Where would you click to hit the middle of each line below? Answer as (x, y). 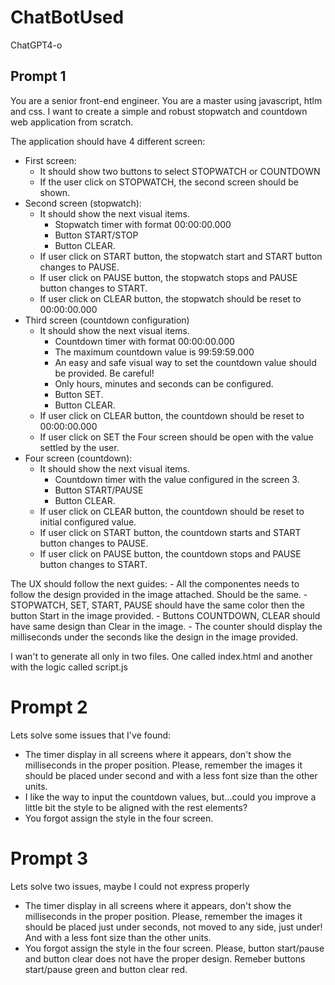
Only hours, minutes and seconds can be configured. (164, 383)
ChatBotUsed (67, 17)
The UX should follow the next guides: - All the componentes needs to (155, 583)
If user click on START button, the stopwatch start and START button (181, 256)
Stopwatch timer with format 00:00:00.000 (143, 224)
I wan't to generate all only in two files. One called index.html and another (161, 656)
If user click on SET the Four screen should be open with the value (176, 437)
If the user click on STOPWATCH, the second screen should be (169, 182)
